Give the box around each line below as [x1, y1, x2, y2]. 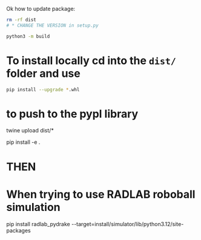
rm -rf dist [6, 17, 36, 23]
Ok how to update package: [6, 5, 76, 12]
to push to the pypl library [6, 107, 139, 120]
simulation [6, 200, 61, 214]
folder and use [6, 66, 81, 80]
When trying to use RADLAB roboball [6, 187, 196, 201]
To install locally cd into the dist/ [6, 54, 177, 67]
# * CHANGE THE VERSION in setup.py [6, 22, 99, 28]
